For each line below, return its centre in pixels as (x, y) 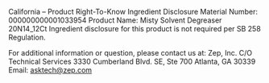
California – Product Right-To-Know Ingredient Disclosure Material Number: (133, 12)
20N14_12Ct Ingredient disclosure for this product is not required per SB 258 (135, 29)
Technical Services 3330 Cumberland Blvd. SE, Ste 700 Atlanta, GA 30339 (132, 61)
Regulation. (27, 37)
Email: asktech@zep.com (50, 70)
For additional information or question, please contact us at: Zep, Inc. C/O (130, 53)
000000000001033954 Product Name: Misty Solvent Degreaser (115, 20)
